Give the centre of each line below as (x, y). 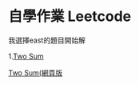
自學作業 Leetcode (70, 16)
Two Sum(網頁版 (36, 72)
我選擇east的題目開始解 (47, 40)
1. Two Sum (26, 56)
